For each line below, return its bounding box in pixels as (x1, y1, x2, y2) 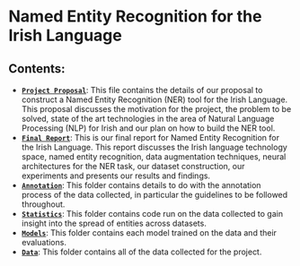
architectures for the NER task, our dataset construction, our (21, 161, 245, 171)
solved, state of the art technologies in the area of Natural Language (21, 114, 275, 124)
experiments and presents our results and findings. (21, 170, 211, 181)
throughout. (21, 199, 66, 210)
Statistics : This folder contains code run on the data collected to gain (21, 209, 284, 219)
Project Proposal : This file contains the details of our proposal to (21, 85, 263, 95)
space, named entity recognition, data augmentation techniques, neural (21, 151, 287, 162)
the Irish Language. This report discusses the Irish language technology (21, 142, 288, 152)
